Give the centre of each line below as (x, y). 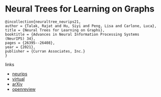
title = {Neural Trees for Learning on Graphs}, (55, 30)
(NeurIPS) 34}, (20, 39)
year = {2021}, (20, 47)
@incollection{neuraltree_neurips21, (43, 22)
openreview (24, 89)
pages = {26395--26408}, (30, 43)
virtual (18, 79)
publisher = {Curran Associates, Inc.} (45, 51)
